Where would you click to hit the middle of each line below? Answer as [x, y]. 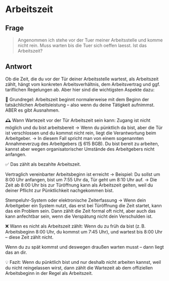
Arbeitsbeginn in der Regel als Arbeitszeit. [49, 273]
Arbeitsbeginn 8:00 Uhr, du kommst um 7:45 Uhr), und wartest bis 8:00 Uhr [84, 231]
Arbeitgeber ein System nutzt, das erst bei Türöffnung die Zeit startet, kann [83, 205]
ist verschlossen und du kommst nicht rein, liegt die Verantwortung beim [81, 133]
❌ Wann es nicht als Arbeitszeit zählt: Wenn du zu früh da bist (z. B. [75, 226]
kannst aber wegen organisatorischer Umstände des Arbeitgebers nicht [80, 149]
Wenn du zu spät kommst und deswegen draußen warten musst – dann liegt [85, 247]
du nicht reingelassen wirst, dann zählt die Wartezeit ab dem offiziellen [79, 268]
